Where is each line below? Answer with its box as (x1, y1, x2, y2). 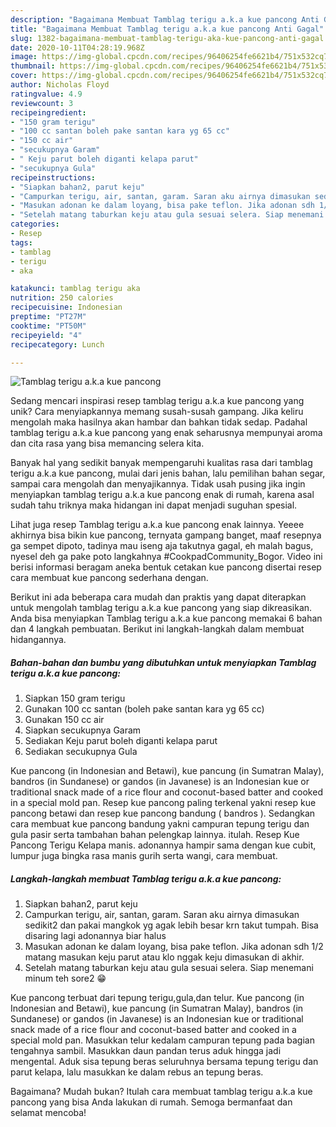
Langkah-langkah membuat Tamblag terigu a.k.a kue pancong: (10, 872, 282, 885)
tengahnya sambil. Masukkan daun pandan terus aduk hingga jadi (10, 1045, 282, 1057)
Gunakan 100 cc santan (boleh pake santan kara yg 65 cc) (24, 703, 265, 715)
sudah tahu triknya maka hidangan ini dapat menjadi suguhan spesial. (10, 499, 298, 511)
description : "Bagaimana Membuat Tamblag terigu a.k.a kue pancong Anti (10, 14, 320, 25)
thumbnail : (10, 61, 56, 71)
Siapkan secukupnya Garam (24, 724, 142, 736)
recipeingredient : (10, 107, 87, 118)
